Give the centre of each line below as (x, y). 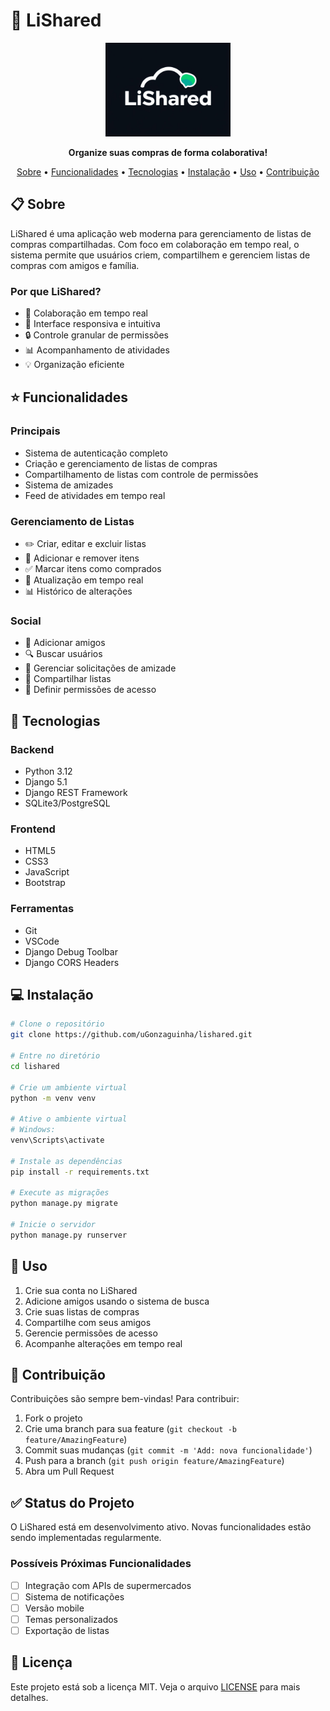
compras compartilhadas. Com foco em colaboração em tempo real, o (155, 244)
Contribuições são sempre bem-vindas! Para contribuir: (125, 1399)
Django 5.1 (46, 782)
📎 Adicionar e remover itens (82, 558)
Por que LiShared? (56, 291)
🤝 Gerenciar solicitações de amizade (100, 668)
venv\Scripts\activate (57, 1140)
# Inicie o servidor (53, 1225)
